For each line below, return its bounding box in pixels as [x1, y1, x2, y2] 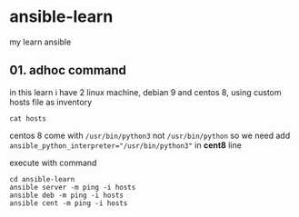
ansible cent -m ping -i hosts [9, 198, 128, 208]
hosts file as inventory [9, 96, 93, 107]
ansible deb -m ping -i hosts [9, 191, 125, 200]
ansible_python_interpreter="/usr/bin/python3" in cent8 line [9, 139, 243, 151]
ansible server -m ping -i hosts [9, 182, 136, 192]
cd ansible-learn [9, 174, 75, 183]
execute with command [9, 157, 97, 168]
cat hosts [9, 113, 47, 123]
